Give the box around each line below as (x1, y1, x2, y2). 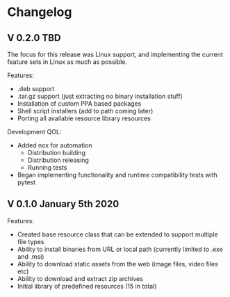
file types (17, 237, 44, 246)
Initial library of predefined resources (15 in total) (17, 282, 157, 290)
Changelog (7, 4, 72, 20)
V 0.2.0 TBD (7, 32, 61, 44)
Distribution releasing (27, 156, 89, 164)
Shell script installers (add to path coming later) (17, 107, 154, 115)
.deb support (17, 85, 55, 93)
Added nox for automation (17, 141, 92, 150)
